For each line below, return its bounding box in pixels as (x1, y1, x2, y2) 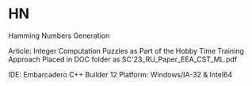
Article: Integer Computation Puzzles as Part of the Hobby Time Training (8, 46, 244, 55)
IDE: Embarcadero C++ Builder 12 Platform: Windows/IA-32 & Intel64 (8, 69, 233, 79)
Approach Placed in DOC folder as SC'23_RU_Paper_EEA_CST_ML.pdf (8, 54, 238, 64)
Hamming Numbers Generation (8, 31, 110, 40)
